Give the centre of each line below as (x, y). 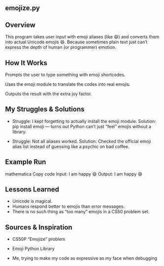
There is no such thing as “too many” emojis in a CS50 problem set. (81, 212)
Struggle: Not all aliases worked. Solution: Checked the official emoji (82, 141)
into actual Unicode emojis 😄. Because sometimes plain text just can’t (76, 42)
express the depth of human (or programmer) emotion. (61, 47)
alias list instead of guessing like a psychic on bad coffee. (71, 146)
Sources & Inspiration (39, 227)
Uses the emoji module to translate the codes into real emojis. (68, 84)
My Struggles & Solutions (45, 109)
